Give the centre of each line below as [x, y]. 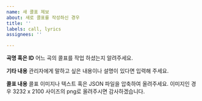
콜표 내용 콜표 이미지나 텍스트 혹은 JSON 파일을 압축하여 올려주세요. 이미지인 [98, 84]
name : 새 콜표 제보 [28, 12]
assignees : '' [24, 35]
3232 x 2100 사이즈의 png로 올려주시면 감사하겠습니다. [79, 91]
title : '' [19, 23]
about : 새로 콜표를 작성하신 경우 [43, 18]
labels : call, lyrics [34, 29]
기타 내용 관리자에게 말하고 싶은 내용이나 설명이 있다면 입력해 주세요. [88, 71]
